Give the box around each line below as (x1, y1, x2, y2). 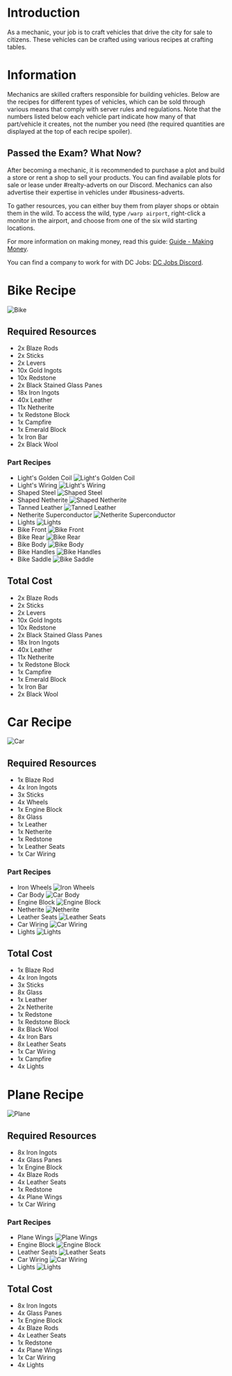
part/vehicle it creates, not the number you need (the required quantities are (7, 120, 225, 128)
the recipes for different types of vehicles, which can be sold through (7, 97, 206, 106)
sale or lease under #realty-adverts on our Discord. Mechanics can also (7, 180, 213, 189)
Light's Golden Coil (17, 474, 72, 482)
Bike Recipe (7, 282, 76, 298)
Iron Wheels (17, 883, 52, 891)
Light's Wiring (17, 480, 58, 489)
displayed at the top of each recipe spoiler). (7, 127, 132, 135)
